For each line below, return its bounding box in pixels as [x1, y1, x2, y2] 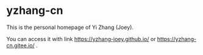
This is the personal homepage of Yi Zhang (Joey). [6, 24, 134, 31]
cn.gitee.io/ [6, 42, 35, 49]
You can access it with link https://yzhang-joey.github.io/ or [6, 35, 156, 42]
